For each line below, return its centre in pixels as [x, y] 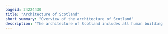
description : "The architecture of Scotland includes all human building [84, 24]
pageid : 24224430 [23, 10]
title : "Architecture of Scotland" [43, 14]
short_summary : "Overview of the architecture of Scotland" [70, 19]
